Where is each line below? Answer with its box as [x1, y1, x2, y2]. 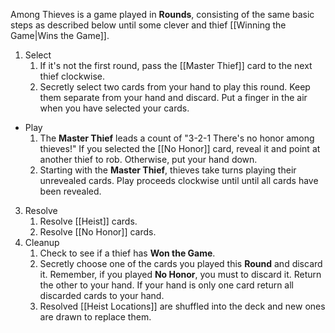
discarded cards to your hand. [39, 290, 165, 301]
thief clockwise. [39, 70, 106, 82]
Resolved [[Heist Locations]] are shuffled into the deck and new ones [39, 300, 326, 312]
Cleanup [24, 237, 60, 248]
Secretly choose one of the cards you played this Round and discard [39, 258, 323, 269]
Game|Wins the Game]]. [10, 30, 110, 41]
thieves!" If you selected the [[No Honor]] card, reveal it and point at [39, 143, 321, 154]
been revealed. [39, 185, 102, 197]
